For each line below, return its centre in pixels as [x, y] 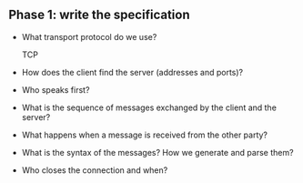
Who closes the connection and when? [95, 170]
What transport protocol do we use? [89, 36]
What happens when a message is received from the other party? [145, 135]
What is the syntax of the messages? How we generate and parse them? [157, 152]
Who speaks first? [56, 89]
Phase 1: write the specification [99, 15]
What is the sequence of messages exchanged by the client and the [149, 107]
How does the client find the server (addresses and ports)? [132, 72]
